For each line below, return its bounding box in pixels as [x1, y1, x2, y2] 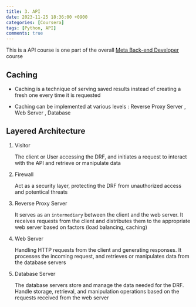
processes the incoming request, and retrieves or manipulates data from [14, 252, 190, 259]
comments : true [6, 31, 43, 36]
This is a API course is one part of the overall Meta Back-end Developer [6, 46, 179, 53]
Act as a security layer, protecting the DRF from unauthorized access [14, 182, 182, 189]
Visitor [14, 141, 31, 149]
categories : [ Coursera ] [6, 19, 65, 25]
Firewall [14, 171, 34, 178]
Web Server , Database [14, 109, 71, 116]
